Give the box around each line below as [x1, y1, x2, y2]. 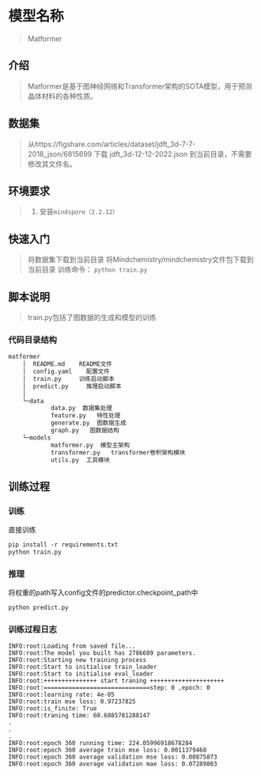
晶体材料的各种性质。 [27, 91, 97, 101]
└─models [22, 433, 51, 442]
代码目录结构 [8, 334, 58, 345]
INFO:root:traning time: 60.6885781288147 [8, 712, 150, 720]
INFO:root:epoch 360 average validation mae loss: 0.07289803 [8, 760, 217, 768]
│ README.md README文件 [22, 360, 112, 368]
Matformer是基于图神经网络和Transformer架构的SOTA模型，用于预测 [27, 81, 253, 91]
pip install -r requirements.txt [8, 541, 119, 549]
